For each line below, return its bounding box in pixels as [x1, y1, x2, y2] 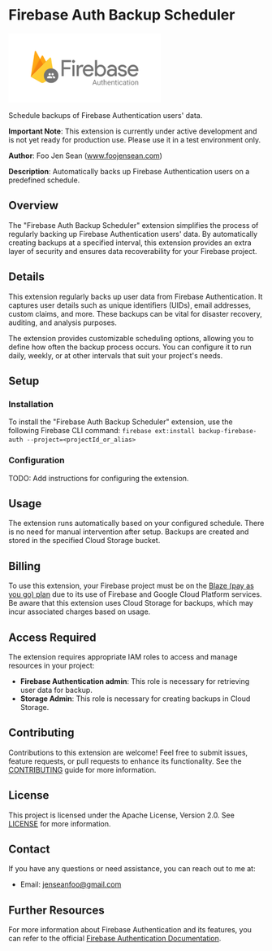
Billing [8, 559, 41, 573]
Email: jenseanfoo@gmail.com [19, 879, 122, 889]
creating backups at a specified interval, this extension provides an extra [8, 238, 252, 248]
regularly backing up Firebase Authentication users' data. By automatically [8, 229, 258, 239]
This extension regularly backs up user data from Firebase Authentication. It [8, 291, 263, 301]
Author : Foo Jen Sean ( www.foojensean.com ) [8, 151, 162, 160]
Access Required [8, 630, 97, 644]
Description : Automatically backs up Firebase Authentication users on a [8, 166, 250, 176]
